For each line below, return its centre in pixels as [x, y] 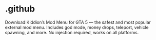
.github [20, 9]
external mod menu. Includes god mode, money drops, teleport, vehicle [77, 27]
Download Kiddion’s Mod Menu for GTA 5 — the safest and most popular [78, 22]
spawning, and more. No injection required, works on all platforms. [72, 32]
